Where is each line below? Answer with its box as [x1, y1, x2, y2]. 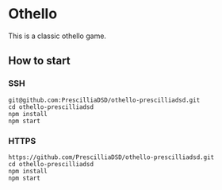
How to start [8, 54, 71, 68]
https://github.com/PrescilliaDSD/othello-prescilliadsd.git [8, 153, 215, 161]
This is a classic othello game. [8, 31, 107, 41]
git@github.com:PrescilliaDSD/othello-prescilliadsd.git [8, 96, 201, 104]
